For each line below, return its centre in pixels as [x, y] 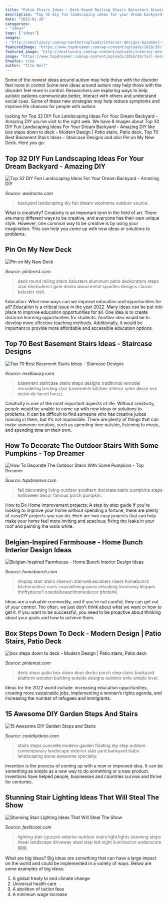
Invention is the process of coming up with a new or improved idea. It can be [84, 765]
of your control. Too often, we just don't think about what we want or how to [83, 607]
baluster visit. [31, 292]
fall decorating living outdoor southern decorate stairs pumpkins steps [90, 490]
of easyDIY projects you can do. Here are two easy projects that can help [81, 516]
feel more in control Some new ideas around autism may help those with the [83, 85]
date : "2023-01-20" [25, 19]
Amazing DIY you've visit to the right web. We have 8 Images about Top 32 [82, 122]
